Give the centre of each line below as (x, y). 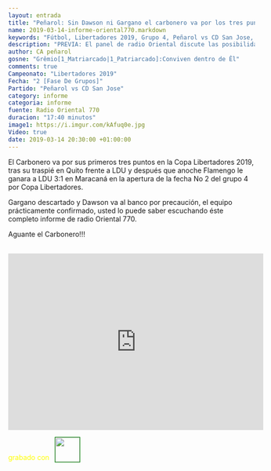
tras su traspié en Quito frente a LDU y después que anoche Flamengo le (126, 170)
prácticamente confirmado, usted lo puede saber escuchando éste (116, 210)
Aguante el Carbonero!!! (47, 234)
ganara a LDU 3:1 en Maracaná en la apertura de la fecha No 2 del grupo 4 (128, 178)
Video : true (27, 132)
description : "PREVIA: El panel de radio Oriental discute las (114, 45)
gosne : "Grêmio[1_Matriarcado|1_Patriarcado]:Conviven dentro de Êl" (124, 60)
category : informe (38, 96)
